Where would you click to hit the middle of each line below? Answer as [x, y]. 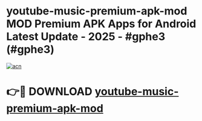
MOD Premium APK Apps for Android [101, 24]
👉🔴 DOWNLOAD [49, 92]
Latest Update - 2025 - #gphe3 [86, 37]
